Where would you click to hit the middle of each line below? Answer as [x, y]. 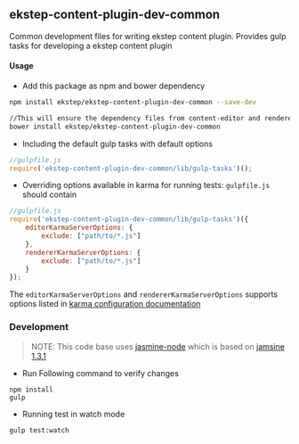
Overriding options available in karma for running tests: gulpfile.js [146, 185]
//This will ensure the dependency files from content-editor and [135, 118]
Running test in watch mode [73, 414]
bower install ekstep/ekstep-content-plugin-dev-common [115, 127]
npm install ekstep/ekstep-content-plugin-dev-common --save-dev [133, 103]
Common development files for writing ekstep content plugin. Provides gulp [148, 36]
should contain [49, 194]
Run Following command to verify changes [101, 373]
